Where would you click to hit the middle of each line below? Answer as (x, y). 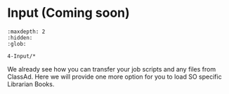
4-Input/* (22, 56)
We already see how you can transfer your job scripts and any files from (112, 69)
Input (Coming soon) (68, 13)
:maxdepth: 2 (26, 32)
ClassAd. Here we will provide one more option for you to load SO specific (115, 76)
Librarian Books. (31, 84)
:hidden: (20, 38)
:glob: (17, 43)
